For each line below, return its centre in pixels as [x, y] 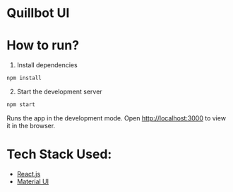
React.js [29, 174]
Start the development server [60, 91]
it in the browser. [31, 125]
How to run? [43, 46]
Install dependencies [47, 65]
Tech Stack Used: [59, 154]
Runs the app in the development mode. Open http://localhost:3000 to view [116, 118]
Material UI [33, 181]
